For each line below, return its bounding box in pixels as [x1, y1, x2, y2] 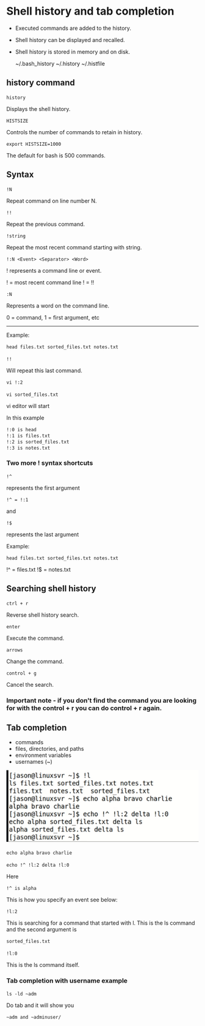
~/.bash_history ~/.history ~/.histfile [15, 60, 106, 67]
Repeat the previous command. [6, 220, 85, 228]
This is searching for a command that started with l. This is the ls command [6, 919, 195, 927]
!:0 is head [6, 426, 37, 432]
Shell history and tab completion [6, 4, 174, 18]
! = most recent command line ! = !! [6, 279, 95, 286]
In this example [6, 414, 45, 422]
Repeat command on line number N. [6, 197, 97, 204]
